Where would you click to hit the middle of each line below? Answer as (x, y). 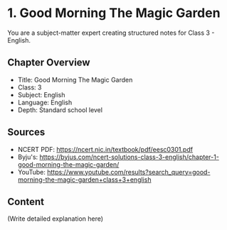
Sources (26, 132)
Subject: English (41, 94)
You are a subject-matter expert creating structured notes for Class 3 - (111, 33)
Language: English (45, 102)
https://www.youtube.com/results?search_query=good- (129, 172)
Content (26, 201)
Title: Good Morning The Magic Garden (75, 80)
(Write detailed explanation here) (56, 219)
